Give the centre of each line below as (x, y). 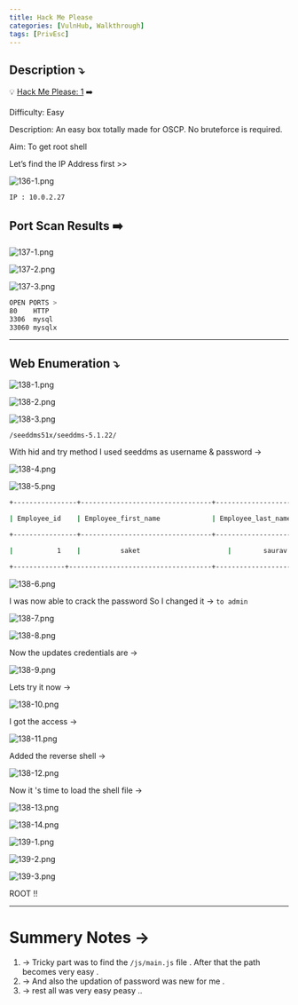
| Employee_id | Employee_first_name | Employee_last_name (150, 519)
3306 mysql (31, 319)
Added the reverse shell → (58, 756)
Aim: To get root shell (48, 146)
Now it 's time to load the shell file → (76, 790)
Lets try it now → (40, 687)
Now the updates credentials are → (74, 653)
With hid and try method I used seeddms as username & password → (136, 452)
